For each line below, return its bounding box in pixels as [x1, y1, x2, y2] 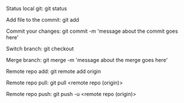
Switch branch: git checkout [6, 45, 74, 52]
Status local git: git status [6, 5, 67, 12]
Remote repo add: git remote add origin [6, 68, 101, 75]
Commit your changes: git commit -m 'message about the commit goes [6, 28, 178, 35]
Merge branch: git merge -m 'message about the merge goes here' [6, 57, 168, 63]
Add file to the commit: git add [6, 16, 79, 23]
